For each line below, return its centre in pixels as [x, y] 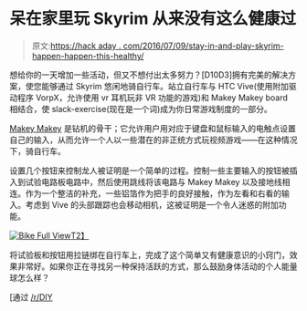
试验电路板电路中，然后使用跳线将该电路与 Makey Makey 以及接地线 [154, 181]
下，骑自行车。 [37, 150]
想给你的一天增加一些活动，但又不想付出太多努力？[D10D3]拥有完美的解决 [149, 75]
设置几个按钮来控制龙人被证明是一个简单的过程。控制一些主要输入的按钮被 [149, 171]
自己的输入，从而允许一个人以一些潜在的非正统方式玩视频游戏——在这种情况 [153, 140]
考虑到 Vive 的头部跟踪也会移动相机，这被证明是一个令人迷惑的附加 [152, 204]
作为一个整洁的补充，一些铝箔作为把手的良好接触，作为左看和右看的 [153, 193]
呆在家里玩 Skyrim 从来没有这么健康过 [153, 19]
